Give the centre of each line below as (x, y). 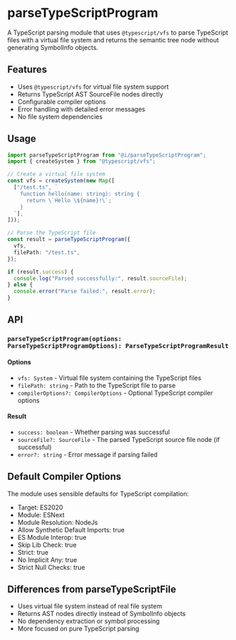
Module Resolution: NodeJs (58, 522)
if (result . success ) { (41, 272)
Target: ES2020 (40, 507)
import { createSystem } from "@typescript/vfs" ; (82, 161)
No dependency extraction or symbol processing (88, 621)
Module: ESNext (41, 515)
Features (27, 69)
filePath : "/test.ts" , (47, 252)
